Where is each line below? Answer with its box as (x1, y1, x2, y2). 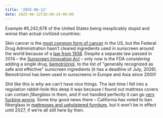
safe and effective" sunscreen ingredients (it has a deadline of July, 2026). (5, 66, 157, 72)
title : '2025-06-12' (5, 7, 48, 12)
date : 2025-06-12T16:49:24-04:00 (5, 12, 74, 17)
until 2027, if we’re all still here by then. (5, 107, 84, 113)
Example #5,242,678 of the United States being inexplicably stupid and (5, 25, 150, 31)
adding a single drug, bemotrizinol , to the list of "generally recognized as (5, 61, 154, 67)
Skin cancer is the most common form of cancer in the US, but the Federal (5, 40, 157, 46)
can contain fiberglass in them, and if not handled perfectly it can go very (5, 91, 155, 97)
